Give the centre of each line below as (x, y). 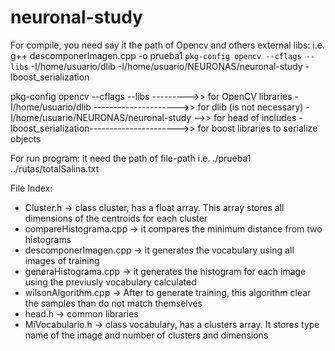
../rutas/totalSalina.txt (55, 168)
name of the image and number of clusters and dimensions (146, 335)
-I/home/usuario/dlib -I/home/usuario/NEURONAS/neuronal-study (166, 66)
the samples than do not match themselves (113, 303)
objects (26, 138)
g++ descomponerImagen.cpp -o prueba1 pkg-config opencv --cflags (156, 55)
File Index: (31, 188)
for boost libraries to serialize (257, 128)
